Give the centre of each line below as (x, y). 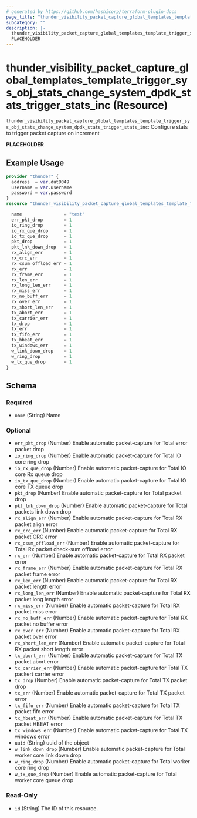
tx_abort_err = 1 (42, 313)
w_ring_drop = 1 (42, 356)
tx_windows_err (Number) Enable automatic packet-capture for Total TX (101, 730)
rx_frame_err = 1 (42, 274)
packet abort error (37, 662)
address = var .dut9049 (40, 182)
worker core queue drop (44, 780)
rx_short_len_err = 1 (42, 307)
